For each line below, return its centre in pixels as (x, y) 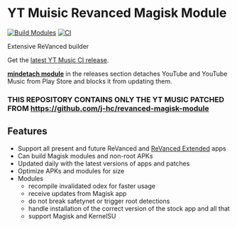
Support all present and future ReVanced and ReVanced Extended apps (122, 148)
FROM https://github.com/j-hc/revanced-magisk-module (108, 108)
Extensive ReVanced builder (48, 46)
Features (27, 131)
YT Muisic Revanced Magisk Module (117, 13)
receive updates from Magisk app (77, 193)
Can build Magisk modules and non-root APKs (85, 156)
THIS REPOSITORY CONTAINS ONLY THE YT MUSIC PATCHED (116, 99)
